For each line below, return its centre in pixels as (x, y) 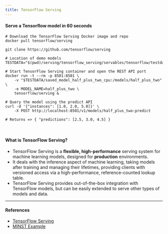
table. (18, 178)
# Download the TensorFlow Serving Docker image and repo (67, 36)
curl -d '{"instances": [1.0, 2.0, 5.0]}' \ (52, 106)
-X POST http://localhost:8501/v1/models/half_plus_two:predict (82, 110)
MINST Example (29, 226)
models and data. (30, 194)
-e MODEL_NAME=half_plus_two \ (47, 89)
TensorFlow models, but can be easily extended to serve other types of (86, 188)
